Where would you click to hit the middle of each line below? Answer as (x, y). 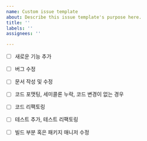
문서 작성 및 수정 (34, 82)
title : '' (18, 23)
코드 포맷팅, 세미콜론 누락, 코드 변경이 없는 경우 (69, 94)
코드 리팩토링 (30, 107)
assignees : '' (24, 34)
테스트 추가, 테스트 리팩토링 (47, 120)
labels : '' (20, 28)
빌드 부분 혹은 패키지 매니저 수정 (52, 132)
